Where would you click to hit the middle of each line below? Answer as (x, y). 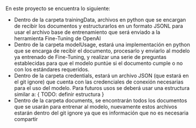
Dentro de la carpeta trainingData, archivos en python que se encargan (100, 20)
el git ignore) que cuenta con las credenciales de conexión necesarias (99, 82)
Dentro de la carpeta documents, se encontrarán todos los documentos (100, 101)
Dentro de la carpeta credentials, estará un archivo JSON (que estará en (101, 76)
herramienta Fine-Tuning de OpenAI (57, 38)
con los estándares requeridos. (52, 69)
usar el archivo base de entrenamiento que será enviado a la (87, 32)
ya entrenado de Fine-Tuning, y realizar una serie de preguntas (90, 57)
